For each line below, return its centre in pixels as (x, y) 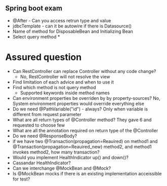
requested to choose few (38, 125)
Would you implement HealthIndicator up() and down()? (71, 157)
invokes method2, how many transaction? (56, 152)
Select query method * (36, 36)
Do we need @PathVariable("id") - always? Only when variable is (80, 109)
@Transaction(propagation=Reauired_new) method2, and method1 (82, 146)
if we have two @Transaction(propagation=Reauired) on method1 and (85, 141)
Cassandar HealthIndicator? (41, 163)
